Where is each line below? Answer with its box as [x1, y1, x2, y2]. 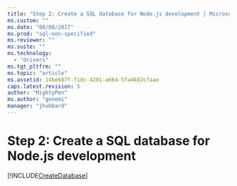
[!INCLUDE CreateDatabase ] [7, 171, 88, 180]
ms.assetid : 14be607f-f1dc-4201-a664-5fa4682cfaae [7, 76, 159, 83]
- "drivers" [13, 57, 49, 64]
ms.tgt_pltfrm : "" [7, 63, 61, 70]
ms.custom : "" [7, 17, 49, 24]
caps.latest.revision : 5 [7, 83, 80, 90]
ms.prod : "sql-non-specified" [7, 30, 97, 37]
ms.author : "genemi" [7, 96, 68, 103]
